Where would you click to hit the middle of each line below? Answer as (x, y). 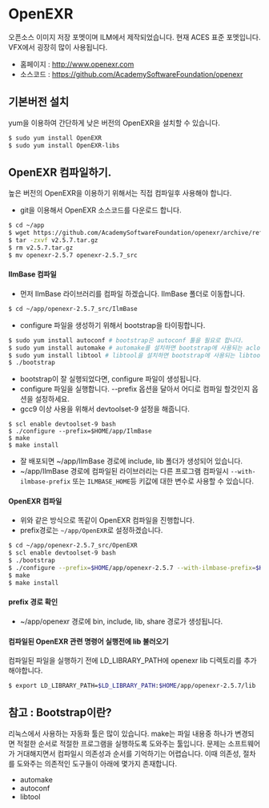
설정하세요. (52, 399)
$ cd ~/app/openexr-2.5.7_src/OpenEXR (73, 546)
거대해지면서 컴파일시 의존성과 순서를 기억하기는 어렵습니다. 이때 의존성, (129, 753)
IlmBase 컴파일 (33, 274)
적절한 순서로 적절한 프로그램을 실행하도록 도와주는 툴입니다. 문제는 (121, 743)
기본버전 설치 (39, 102)
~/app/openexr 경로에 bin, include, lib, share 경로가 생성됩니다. (121, 621)
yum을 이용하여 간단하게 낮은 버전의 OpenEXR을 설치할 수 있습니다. (114, 123)
